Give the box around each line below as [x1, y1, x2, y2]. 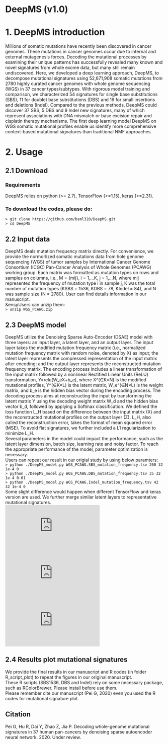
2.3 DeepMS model [5, 320, 66, 329]
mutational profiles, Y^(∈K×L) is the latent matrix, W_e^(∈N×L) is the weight [5, 382, 163, 388]
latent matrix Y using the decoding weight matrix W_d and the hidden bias [5, 398, 158, 404]
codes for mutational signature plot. [5, 695, 79, 701]
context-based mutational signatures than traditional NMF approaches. [5, 129, 152, 135]
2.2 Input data [5, 235, 50, 243]
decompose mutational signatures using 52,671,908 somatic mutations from [5, 75, 163, 81]
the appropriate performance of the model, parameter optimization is [5, 446, 148, 452]
